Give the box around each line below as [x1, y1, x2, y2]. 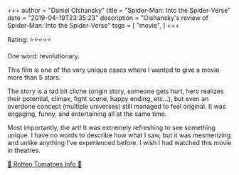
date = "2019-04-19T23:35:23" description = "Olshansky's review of [7, 14, 208, 22]
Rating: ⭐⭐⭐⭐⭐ [7, 36, 52, 43]
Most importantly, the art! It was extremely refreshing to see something [7, 124, 216, 132]
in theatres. [7, 146, 41, 154]
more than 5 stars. [7, 73, 61, 81]
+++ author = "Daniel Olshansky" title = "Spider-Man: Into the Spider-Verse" [7, 6, 231, 14]
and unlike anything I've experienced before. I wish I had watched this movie [7, 139, 232, 147]
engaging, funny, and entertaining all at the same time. [7, 110, 167, 118]
